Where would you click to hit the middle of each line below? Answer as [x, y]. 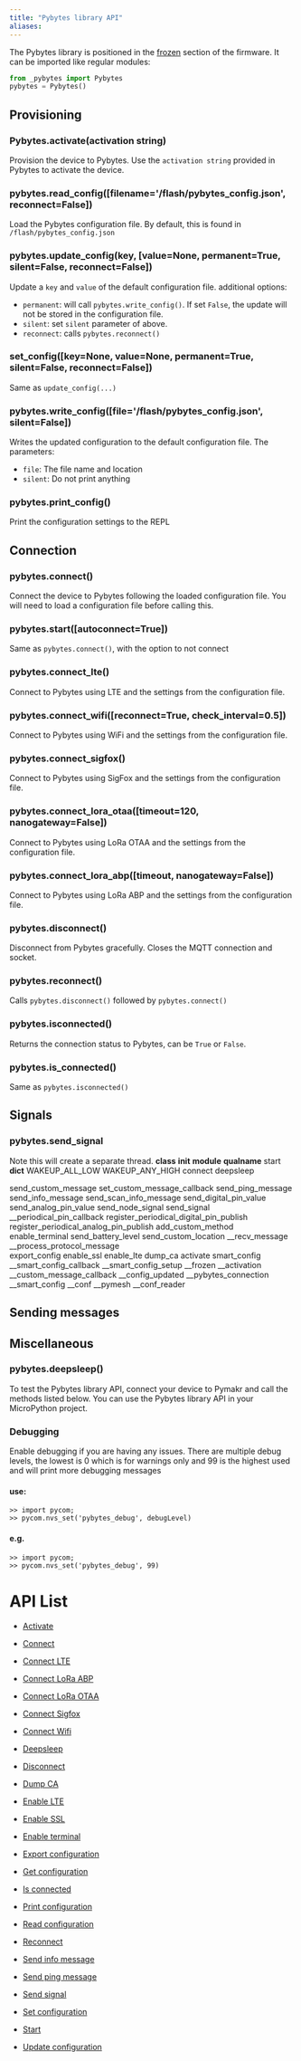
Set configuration [55, 2012]
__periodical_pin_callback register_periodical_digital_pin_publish [129, 1217]
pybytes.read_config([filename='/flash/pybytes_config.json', [148, 193]
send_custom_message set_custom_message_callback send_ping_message [151, 1188]
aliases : [26, 26]
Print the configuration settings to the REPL [89, 522]
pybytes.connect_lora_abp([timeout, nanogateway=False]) [141, 875]
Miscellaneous [52, 1344]
